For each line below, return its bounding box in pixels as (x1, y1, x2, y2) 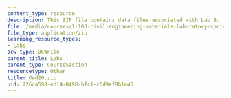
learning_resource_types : (7, 36, 81, 43)
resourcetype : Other (7, 68, 67, 75)
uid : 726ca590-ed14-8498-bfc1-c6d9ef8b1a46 (7, 81, 134, 88)
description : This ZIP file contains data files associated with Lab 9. (7, 17, 220, 23)
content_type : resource (7, 10, 76, 17)
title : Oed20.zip (7, 74, 57, 81)
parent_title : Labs (7, 55, 63, 62)
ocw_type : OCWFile (7, 49, 60, 56)
